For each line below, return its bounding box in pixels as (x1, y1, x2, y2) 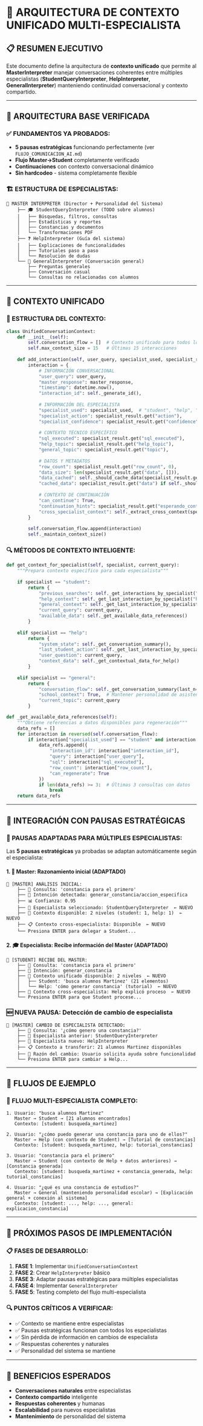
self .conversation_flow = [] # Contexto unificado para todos (28, 340, 190, 346)
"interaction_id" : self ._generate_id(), (38, 391, 142, 397)
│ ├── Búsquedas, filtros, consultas (17, 214, 118, 220)
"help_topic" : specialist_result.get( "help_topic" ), (38, 441, 174, 448)
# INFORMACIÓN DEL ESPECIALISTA (38, 402, 120, 408)
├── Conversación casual (28, 269, 91, 275)
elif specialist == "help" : (17, 630, 88, 636)
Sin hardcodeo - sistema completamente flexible (14, 169, 137, 177)
